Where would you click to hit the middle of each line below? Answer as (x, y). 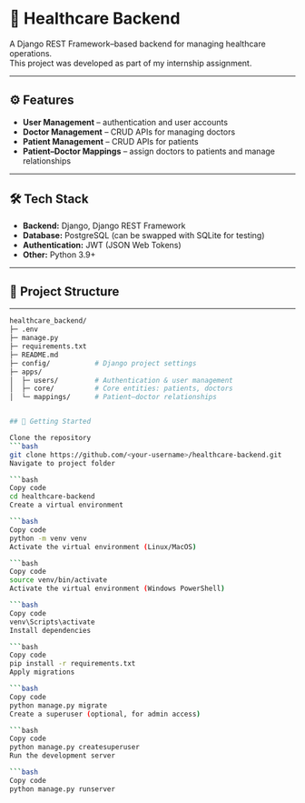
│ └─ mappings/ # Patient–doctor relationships (113, 397)
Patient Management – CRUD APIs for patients (110, 141)
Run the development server (63, 756)
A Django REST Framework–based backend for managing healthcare (138, 44)
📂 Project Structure (64, 291)
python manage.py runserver (63, 789)
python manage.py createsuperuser (75, 748)
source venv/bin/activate (58, 580)
